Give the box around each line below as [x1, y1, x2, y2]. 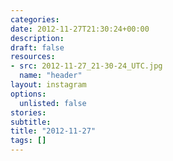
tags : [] [10, 136, 47, 146]
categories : [10, 14, 60, 25]
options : [10, 89, 47, 99]
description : [10, 33, 65, 43]
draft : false [10, 42, 65, 53]
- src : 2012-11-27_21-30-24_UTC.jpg [10, 61, 163, 71]
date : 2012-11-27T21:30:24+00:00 [10, 24, 150, 34]
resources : [10, 52, 56, 62]
